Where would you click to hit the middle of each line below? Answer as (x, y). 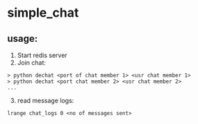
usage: (23, 39)
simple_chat (43, 13)
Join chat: (32, 63)
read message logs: (46, 100)
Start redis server (42, 55)
